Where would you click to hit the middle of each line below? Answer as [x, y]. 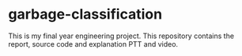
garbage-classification [85, 14]
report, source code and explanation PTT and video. [93, 44]
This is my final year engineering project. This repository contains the [121, 36]
